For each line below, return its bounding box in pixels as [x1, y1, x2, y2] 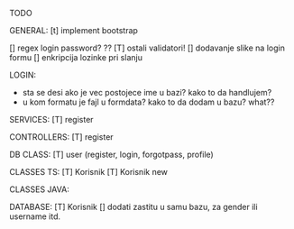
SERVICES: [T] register [9, 114, 94, 124]
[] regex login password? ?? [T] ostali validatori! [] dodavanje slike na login [9, 42, 286, 53]
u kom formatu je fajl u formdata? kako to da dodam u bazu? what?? [22, 96, 275, 107]
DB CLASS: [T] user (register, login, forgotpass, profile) [9, 149, 214, 160]
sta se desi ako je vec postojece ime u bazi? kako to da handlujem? [22, 87, 272, 97]
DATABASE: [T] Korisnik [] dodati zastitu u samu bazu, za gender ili [9, 202, 259, 212]
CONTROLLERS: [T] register [9, 132, 115, 142]
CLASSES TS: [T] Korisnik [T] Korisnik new [9, 167, 169, 177]
